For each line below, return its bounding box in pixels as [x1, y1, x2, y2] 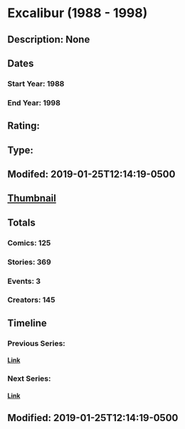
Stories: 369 [7, 257, 51, 267]
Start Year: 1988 [7, 78, 65, 88]
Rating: [7, 120, 41, 132]
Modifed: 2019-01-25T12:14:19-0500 [7, 168, 176, 180]
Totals [7, 216, 36, 228]
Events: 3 [7, 276, 41, 286]
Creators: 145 [7, 295, 55, 305]
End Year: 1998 [7, 97, 60, 107]
